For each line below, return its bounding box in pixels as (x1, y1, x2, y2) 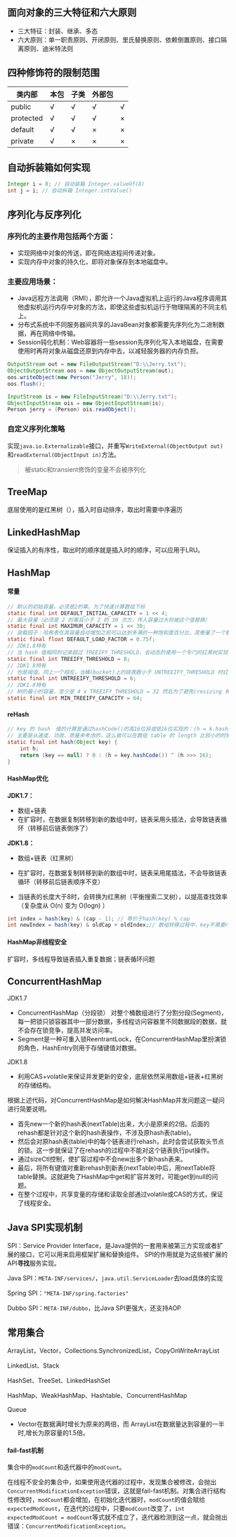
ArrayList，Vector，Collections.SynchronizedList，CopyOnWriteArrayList (7, 1346, 220, 1355)
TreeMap (7, 486, 48, 498)
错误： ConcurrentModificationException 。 (7, 1522, 130, 1531)
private (11, 136, 34, 146)
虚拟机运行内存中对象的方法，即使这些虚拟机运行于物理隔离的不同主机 (23, 303, 227, 311)
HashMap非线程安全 (7, 937, 67, 946)
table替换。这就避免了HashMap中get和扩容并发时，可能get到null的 (17, 1173, 212, 1181)
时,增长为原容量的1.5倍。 (17, 1428, 89, 1436)
